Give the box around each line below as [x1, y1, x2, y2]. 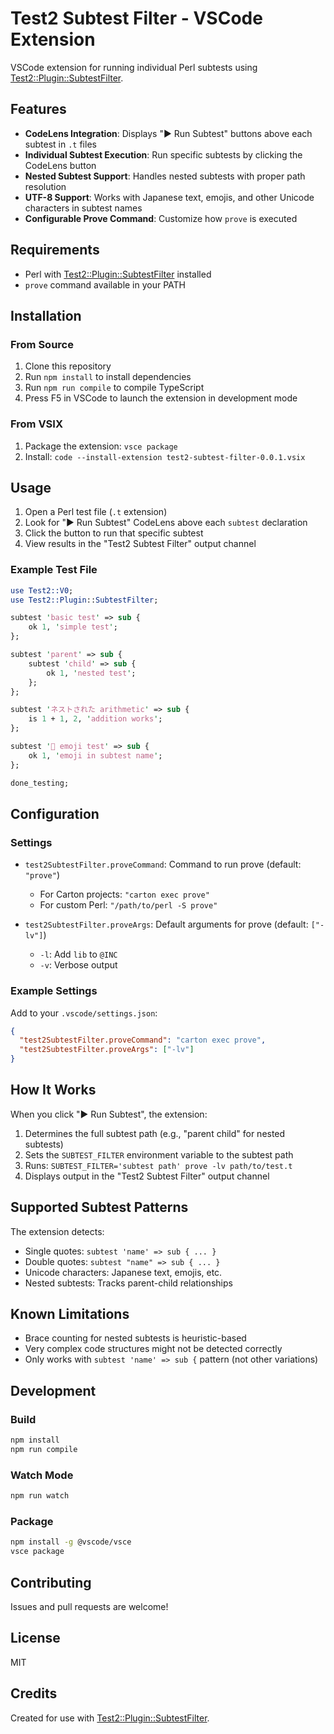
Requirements [10, 242, 100, 259]
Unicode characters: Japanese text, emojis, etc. [24, 1266, 223, 1278]
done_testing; [10, 778, 70, 788]
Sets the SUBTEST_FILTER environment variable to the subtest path [24, 1148, 294, 1161]
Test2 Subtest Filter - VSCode [10, 7, 263, 30]
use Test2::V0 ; [10, 585, 74, 596]
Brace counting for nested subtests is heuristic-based [24, 1332, 247, 1344]
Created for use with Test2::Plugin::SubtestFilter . [10, 1712, 210, 1724]
